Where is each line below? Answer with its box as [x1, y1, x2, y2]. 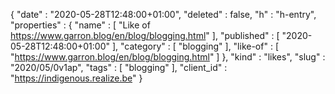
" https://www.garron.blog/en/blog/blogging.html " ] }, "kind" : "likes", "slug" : [10, 51, 326, 63]
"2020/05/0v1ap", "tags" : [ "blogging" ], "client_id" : [10, 62, 228, 73]
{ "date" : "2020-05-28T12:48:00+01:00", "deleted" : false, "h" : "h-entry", [10, 9, 317, 20]
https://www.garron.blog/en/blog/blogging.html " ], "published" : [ [10, 30, 280, 41]
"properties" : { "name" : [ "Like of [10, 19, 151, 31]
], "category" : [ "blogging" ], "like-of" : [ [111, 40, 279, 52]
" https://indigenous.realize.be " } [10, 72, 143, 84]
